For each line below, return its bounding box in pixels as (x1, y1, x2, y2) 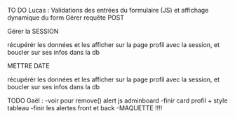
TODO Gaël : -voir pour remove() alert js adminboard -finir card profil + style (7, 96, 228, 105)
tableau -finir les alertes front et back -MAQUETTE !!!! (7, 104, 163, 112)
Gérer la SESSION (7, 27, 59, 35)
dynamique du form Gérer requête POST (7, 13, 125, 22)
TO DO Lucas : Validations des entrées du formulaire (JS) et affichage (7, 6, 209, 14)
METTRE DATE (7, 62, 51, 70)
